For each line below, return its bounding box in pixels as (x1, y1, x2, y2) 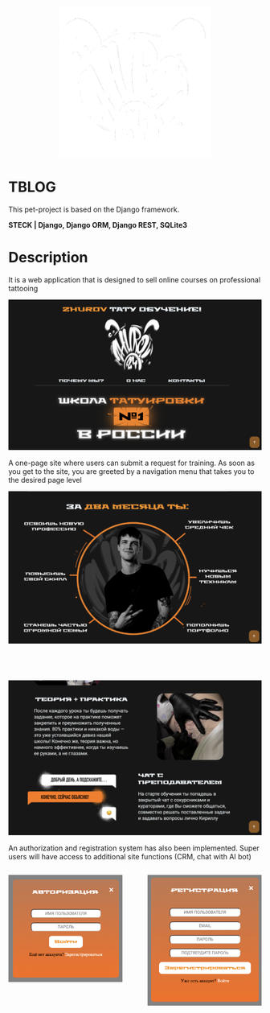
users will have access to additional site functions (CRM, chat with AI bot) (8, 851, 252, 861)
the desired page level (8, 475, 82, 484)
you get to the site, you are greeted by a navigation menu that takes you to (8, 466, 255, 476)
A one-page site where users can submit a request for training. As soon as (8, 458, 256, 467)
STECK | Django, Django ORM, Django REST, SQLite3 (8, 220, 187, 229)
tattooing (8, 283, 39, 293)
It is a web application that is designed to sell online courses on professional (8, 274, 261, 284)
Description (8, 249, 88, 267)
